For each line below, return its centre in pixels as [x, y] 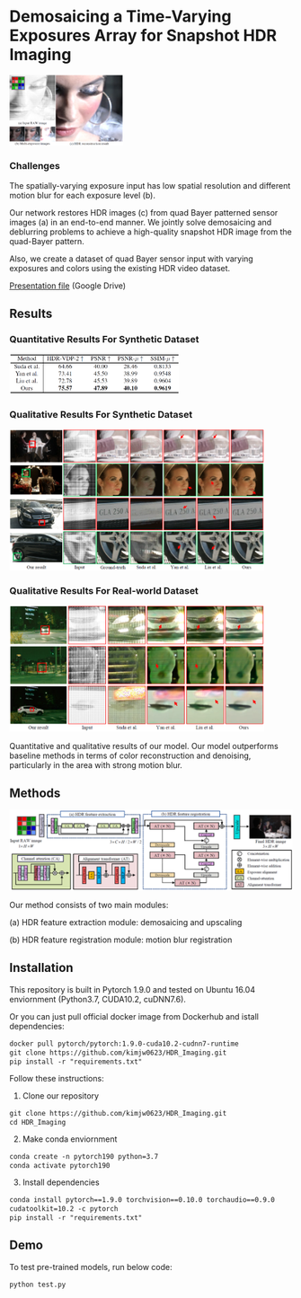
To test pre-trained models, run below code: [91, 1267]
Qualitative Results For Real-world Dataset [104, 590]
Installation [41, 968]
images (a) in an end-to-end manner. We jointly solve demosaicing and [141, 222]
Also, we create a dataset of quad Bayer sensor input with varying [131, 259]
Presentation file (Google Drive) [68, 286]
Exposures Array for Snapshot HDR [143, 35]
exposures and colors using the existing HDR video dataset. [120, 268]
